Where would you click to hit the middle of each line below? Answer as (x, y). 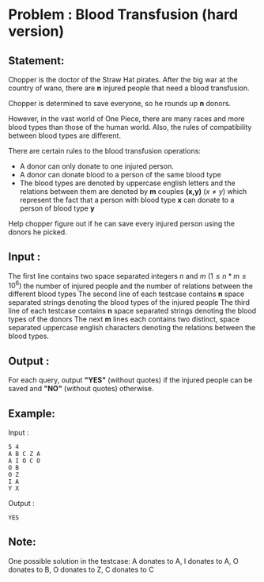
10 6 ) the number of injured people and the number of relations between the (130, 285)
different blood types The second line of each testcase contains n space (126, 294)
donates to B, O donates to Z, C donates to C (81, 569)
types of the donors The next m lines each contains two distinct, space (124, 319)
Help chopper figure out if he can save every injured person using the (122, 224)
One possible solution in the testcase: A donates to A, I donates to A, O (123, 561)
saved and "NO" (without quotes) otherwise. (81, 389)
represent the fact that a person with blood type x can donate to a (127, 200)
